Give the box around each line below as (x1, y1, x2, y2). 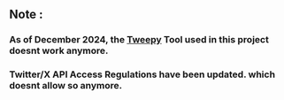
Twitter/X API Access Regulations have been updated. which (9, 68, 276, 81)
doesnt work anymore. (9, 44, 109, 57)
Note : (9, 7, 43, 22)
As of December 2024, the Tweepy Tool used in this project (9, 34, 270, 46)
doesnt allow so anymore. (9, 80, 123, 92)
